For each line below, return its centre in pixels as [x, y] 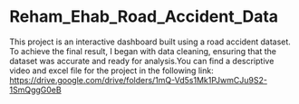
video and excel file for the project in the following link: [112, 71]
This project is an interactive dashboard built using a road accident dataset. [150, 42]
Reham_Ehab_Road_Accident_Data [144, 17]
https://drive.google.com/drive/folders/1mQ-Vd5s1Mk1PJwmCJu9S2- [138, 80]
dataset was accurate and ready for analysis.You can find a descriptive [142, 61]
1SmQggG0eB [35, 90]
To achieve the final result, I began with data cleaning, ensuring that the [143, 51]
